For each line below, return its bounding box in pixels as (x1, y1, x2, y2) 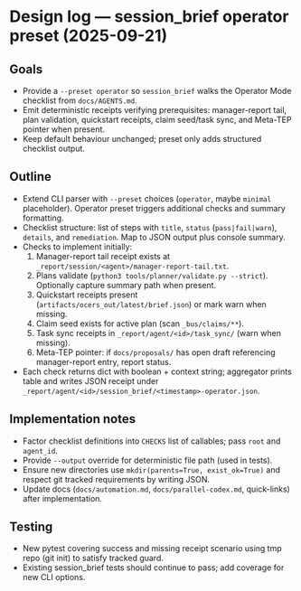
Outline (9, 169, 52, 184)
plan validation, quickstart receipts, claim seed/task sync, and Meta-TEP (22, 115, 292, 125)
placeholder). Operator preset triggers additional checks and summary (22, 202, 287, 213)
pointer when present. (22, 124, 106, 135)
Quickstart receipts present (35, 289, 138, 300)
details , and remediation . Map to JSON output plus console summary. (22, 231, 287, 242)
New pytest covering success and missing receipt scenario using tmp (22, 543, 282, 554)
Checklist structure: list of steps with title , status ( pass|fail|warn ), (22, 221, 277, 232)
